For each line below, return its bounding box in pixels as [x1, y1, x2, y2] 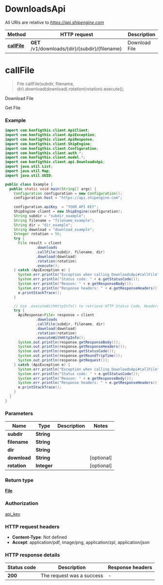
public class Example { [5, 182, 53, 187]
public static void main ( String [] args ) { [9, 186, 97, 191]
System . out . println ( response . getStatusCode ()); [17, 349, 116, 354]
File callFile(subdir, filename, [16, 81, 74, 86]
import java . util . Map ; [5, 169, 51, 173]
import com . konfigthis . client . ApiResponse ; [5, 137, 95, 142]
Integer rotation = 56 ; [14, 232, 62, 237]
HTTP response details [5, 551, 60, 558]
